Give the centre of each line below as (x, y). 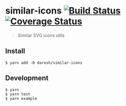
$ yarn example (21, 98)
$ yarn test (18, 94)
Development (27, 78)
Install (15, 51)
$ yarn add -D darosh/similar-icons (44, 63)
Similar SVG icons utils (41, 35)
